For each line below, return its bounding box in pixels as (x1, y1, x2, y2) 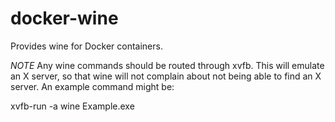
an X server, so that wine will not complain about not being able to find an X (10, 70, 322, 82)
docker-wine (10, 7, 119, 30)
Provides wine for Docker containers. (10, 40, 163, 52)
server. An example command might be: (10, 80, 175, 92)
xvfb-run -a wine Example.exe (10, 100, 135, 112)
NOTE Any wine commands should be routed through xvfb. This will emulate (10, 59, 325, 71)
